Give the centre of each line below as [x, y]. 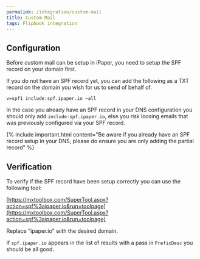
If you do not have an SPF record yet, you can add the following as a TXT [98, 81]
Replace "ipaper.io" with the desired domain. [62, 231]
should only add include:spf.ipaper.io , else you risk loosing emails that [97, 116]
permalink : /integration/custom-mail [54, 12]
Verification [29, 167]
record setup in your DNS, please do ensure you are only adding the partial [100, 141]
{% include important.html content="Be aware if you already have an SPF [98, 135]
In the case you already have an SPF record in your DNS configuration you [99, 110]
